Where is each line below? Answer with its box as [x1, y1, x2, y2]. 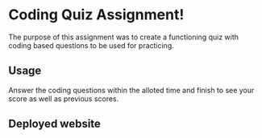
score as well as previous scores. [8, 94, 119, 103]
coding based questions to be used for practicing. [8, 40, 175, 50]
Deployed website [8, 117, 101, 131]
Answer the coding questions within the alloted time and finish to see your [8, 85, 255, 95]
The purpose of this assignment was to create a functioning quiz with [8, 32, 239, 42]
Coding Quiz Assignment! [8, 6, 185, 24]
